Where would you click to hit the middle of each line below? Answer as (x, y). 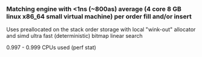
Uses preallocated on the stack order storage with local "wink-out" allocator (101, 29)
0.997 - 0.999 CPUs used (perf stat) (51, 47)
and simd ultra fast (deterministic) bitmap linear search (75, 36)
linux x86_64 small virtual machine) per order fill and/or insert (99, 16)
